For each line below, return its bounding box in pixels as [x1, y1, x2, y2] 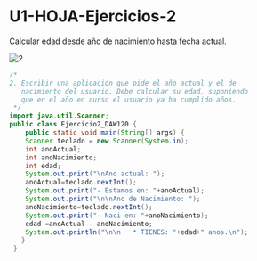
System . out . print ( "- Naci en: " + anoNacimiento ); [25, 211, 209, 220]
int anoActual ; [25, 144, 82, 153]
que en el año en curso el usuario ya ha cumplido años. [20, 95, 237, 104]
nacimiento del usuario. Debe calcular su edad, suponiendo [20, 86, 249, 95]
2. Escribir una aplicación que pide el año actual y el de [9, 78, 237, 87]
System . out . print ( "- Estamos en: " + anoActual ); [25, 186, 205, 195]
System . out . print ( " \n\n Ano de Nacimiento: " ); [25, 194, 201, 204]
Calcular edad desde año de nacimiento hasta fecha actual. [9, 36, 227, 46]
